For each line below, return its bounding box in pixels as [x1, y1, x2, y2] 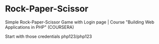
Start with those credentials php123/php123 [5, 33, 92, 39]
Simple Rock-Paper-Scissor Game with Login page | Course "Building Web [5, 19, 155, 25]
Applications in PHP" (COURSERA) [5, 24, 74, 30]
